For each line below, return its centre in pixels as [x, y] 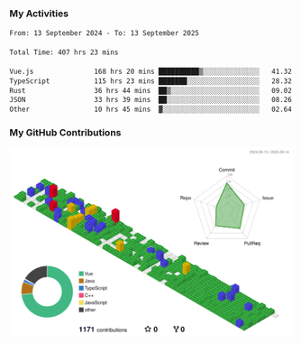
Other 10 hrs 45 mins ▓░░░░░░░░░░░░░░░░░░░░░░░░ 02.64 [151, 110]
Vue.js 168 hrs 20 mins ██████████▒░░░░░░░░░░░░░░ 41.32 [151, 71]
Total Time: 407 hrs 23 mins [64, 52]
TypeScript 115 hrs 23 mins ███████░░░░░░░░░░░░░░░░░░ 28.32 [151, 81]
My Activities [39, 14]
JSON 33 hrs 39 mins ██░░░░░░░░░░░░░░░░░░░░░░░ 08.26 [151, 100]
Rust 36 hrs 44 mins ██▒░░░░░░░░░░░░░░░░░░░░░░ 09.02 [151, 90]
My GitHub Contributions [65, 133]
